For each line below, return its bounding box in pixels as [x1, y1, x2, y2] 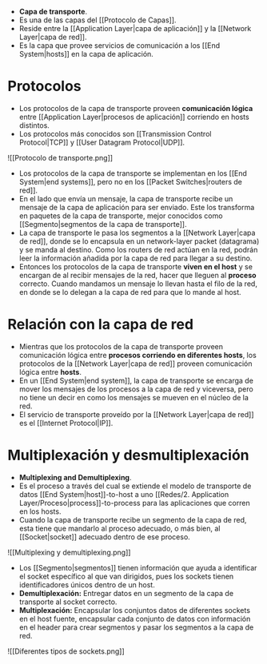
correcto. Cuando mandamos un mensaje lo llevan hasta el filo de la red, [18, 279, 257, 288]
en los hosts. [18, 507, 62, 516]
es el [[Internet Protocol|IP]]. [18, 418, 114, 427]
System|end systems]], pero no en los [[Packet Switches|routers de [18, 177, 243, 186]
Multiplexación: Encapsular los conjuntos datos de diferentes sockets [18, 605, 251, 614]
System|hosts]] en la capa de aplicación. [18, 50, 153, 58]
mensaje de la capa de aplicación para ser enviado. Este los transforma [18, 202, 255, 212]
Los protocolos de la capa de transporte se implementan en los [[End [18, 168, 247, 178]
